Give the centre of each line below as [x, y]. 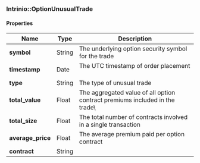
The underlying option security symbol [133, 49]
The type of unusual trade [115, 83]
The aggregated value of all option [127, 93]
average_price [30, 138]
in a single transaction [110, 125]
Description [135, 39]
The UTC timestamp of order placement [135, 66]
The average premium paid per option [132, 134]
